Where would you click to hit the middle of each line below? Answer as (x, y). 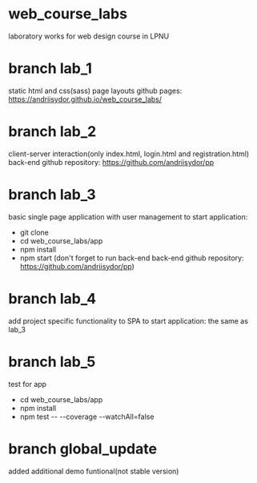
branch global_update (83, 449)
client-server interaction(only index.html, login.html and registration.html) (129, 154)
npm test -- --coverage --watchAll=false (87, 417)
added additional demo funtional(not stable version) (94, 471)
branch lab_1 (50, 68)
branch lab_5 (52, 362)
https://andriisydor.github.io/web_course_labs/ (85, 99)
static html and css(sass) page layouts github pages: (95, 91)
